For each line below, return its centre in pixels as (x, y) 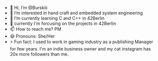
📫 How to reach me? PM (36, 29)
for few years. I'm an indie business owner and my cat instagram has (80, 49)
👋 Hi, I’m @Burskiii (29, 8)
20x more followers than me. (39, 54)
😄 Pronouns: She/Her (32, 36)
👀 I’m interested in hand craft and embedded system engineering (76, 13)
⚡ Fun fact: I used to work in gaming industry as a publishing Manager (81, 42)
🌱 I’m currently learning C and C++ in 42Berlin (57, 18)
